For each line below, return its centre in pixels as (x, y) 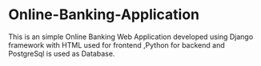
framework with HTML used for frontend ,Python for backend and (117, 45)
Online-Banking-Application (104, 15)
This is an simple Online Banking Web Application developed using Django (131, 37)
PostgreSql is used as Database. (62, 53)
